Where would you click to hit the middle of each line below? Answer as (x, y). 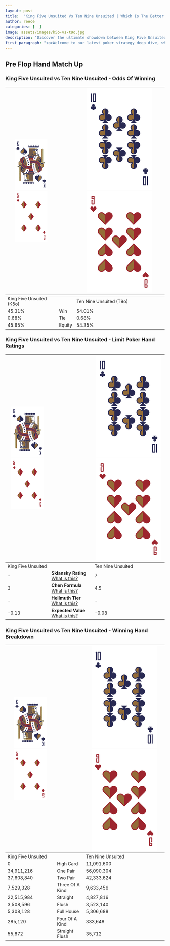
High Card (68, 864)
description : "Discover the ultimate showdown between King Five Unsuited (86, 38)
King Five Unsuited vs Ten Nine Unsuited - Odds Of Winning (80, 79)
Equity (66, 325)
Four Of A (67, 919)
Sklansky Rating (69, 573)
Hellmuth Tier (66, 598)
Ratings (15, 346)
